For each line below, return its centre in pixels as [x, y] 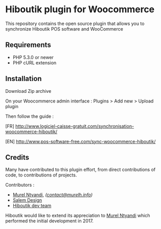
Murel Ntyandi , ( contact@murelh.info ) [53, 195]
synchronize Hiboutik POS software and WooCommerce [64, 29]
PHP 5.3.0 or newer [33, 57]
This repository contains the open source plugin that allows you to [75, 23]
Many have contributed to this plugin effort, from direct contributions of [80, 170]
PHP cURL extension [34, 63]
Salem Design [27, 200]
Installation [24, 79]
